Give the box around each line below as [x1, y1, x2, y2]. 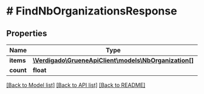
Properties [6, 28, 47, 39]
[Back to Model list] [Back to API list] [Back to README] [6, 81, 146, 89]
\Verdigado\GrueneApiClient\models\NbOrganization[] [32, 56, 194, 64]
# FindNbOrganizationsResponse [6, 4, 177, 18]
